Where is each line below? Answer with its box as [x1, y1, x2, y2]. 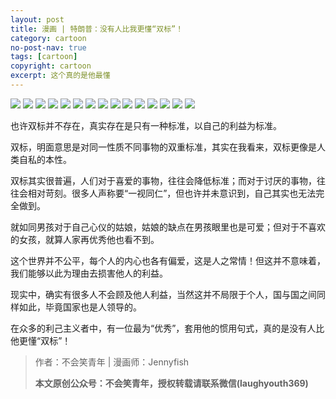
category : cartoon [10, 33, 87, 43]
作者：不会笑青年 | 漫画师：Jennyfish [34, 356, 190, 368]
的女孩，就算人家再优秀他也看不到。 [10, 233, 160, 245]
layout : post [10, 14, 65, 25]
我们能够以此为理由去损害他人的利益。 [10, 267, 168, 279]
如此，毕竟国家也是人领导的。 [18, 301, 142, 313]
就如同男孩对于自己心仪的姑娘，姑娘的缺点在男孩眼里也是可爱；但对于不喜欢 [10, 221, 326, 233]
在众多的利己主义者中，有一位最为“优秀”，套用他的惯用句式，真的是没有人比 [10, 322, 325, 334]
